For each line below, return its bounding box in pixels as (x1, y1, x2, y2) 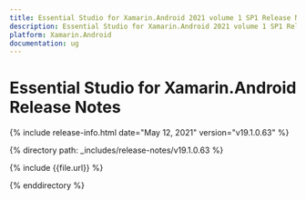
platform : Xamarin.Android (9, 30, 112, 39)
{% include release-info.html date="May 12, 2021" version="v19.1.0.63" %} (9, 127, 290, 138)
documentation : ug (9, 38, 79, 48)
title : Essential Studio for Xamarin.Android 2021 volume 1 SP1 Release (9, 13, 291, 23)
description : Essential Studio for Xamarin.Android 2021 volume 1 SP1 (9, 22, 283, 31)
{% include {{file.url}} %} (9, 163, 104, 174)
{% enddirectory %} (9, 180, 85, 191)
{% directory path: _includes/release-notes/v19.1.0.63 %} (9, 145, 224, 155)
